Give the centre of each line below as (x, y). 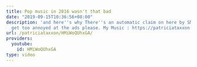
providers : (19, 38)
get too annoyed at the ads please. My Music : (71, 28)
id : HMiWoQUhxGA (37, 50)
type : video (21, 55)
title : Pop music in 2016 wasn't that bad (59, 11)
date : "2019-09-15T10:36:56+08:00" (50, 17)
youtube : (22, 44)
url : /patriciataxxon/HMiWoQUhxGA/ (50, 33)
